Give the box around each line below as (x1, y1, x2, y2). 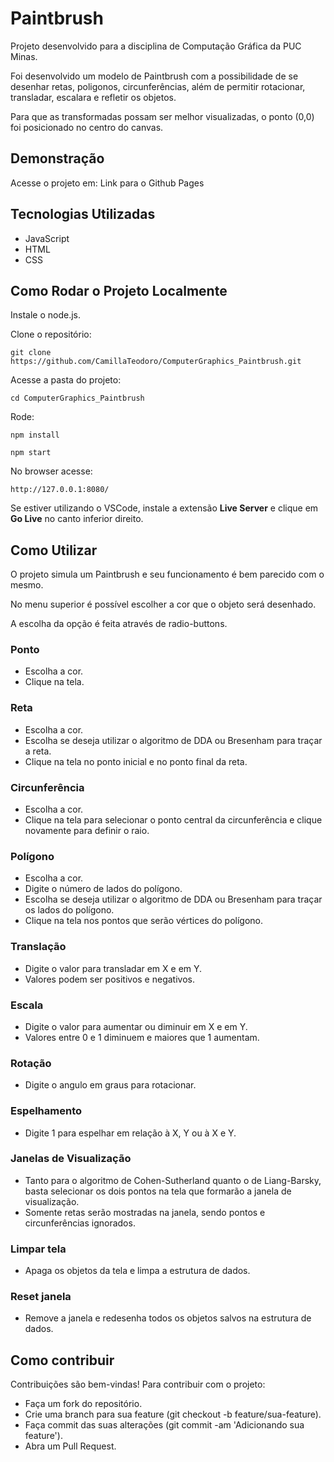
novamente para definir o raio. (24, 825, 150, 837)
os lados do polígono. (24, 904, 115, 916)
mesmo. (10, 579, 44, 591)
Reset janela (10, 1290, 72, 1304)
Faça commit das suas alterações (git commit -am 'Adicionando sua (24, 1419, 305, 1431)
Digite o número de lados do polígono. (24, 883, 183, 895)
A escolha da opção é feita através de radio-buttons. (10, 618, 228, 630)
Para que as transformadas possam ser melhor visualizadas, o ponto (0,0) (10, 110, 315, 122)
